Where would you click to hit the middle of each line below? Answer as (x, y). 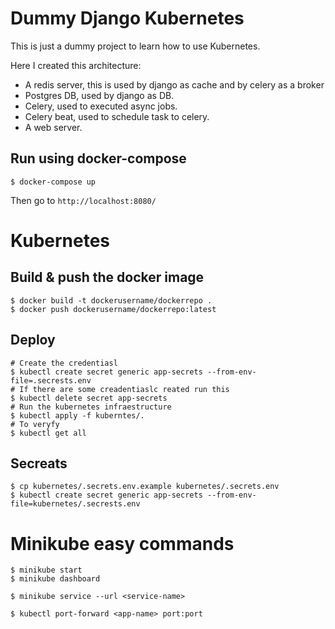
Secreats (39, 463)
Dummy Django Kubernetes (127, 18)
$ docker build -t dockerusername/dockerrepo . (111, 300)
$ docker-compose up (53, 182)
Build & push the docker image (107, 277)
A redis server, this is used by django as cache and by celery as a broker (174, 84)
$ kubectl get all (48, 433)
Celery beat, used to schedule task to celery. (117, 116)
